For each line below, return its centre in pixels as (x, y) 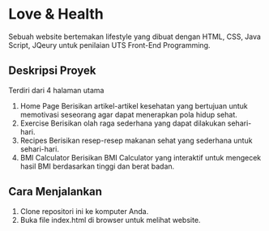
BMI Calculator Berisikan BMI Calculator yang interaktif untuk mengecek (141, 157)
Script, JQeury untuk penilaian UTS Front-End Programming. (109, 45)
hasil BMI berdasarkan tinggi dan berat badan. (97, 166)
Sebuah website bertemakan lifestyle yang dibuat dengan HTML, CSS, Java (135, 36)
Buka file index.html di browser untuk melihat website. (110, 220)
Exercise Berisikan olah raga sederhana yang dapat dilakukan (123, 123)
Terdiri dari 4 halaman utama (56, 90)
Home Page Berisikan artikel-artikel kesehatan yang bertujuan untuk (134, 105)
